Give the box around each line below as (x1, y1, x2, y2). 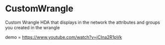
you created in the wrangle (5, 24, 60, 30)
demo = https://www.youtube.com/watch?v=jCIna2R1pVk (5, 34, 122, 40)
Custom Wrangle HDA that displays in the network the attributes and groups (5, 19, 160, 25)
